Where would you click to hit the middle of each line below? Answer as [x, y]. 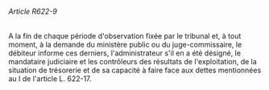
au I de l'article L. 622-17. [50, 79]
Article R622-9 [33, 11]
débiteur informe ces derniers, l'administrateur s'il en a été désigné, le [125, 53]
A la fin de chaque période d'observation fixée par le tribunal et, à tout [125, 36]
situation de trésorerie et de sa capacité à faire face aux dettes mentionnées [135, 70]
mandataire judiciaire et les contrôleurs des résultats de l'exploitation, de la [133, 62]
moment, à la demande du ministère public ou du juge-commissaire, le [125, 45]
